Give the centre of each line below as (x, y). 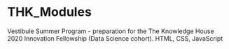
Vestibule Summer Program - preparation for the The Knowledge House (111, 31)
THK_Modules (50, 12)
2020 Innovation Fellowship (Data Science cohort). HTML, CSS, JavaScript (115, 38)
